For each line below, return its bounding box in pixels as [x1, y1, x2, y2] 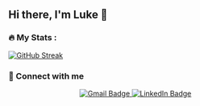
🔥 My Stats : [8, 32, 57, 43]
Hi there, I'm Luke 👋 [8, 8, 108, 22]
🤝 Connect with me [8, 70, 85, 81]
